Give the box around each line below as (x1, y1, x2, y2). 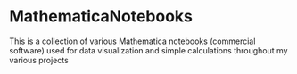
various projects (9, 54, 69, 65)
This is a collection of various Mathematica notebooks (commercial (9, 36, 256, 46)
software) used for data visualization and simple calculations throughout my (9, 45, 288, 55)
